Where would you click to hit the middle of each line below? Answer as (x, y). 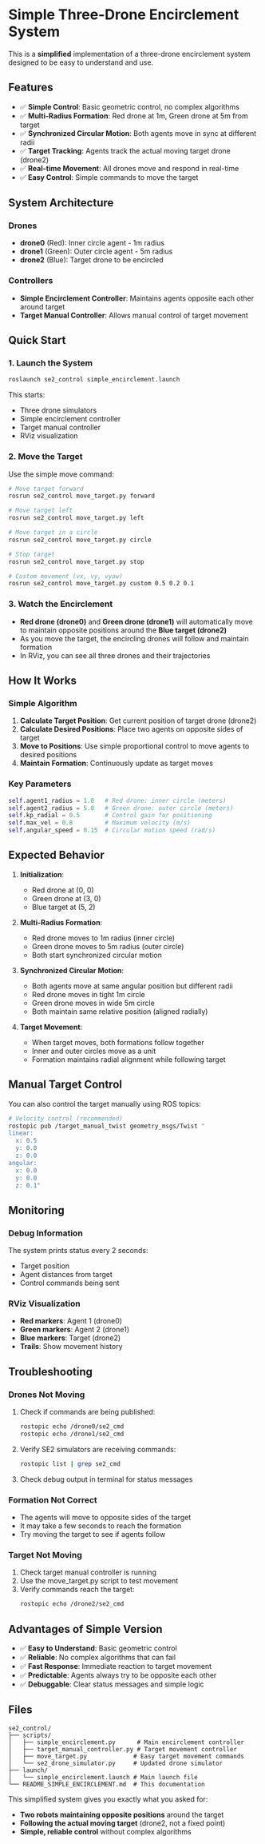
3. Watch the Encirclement (61, 604)
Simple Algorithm (43, 703)
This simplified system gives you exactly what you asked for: (108, 1799)
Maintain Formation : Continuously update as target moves (117, 763)
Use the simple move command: (61, 474)
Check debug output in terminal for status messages (106, 1479)
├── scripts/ (30, 1735)
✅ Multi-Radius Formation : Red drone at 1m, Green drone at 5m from (134, 116)
